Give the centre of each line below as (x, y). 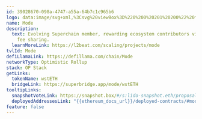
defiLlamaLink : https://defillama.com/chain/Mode (70, 56)
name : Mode (20, 23)
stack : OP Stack (26, 68)
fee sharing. (33, 40)
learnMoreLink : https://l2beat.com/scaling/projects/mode (86, 46)
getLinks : (19, 73)
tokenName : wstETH (35, 79)
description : (23, 29)
